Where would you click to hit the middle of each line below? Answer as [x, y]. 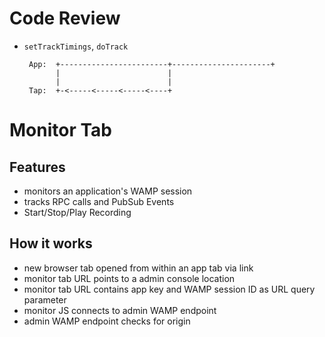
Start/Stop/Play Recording [77, 212]
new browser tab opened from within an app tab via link [138, 268]
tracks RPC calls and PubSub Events [99, 201]
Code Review [65, 18]
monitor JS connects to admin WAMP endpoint [120, 310]
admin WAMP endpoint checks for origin [107, 321]
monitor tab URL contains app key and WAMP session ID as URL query [169, 289]
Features [37, 167]
